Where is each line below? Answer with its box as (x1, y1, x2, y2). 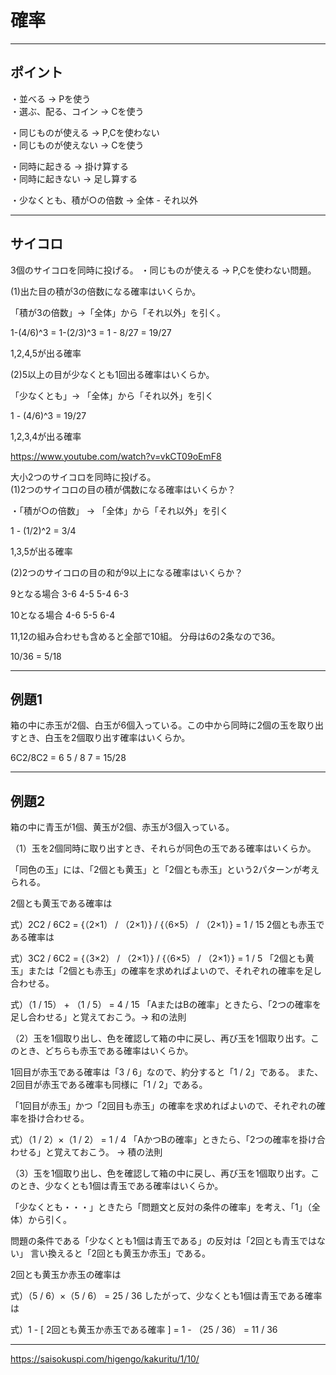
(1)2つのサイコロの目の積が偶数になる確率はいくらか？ (10, 483, 237, 495)
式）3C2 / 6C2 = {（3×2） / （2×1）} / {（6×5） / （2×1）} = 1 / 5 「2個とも (10, 952, 306, 965)
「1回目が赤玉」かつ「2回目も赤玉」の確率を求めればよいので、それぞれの (10, 1100, 317, 1112)
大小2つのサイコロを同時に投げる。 (10, 471, 157, 483)
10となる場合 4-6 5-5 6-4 (10, 609, 116, 621)
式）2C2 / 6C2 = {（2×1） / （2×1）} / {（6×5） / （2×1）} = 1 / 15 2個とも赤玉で (10, 919, 325, 931)
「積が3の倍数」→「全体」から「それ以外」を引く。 (10, 306, 227, 318)
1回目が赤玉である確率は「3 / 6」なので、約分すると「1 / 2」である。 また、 (10, 1066, 324, 1078)
